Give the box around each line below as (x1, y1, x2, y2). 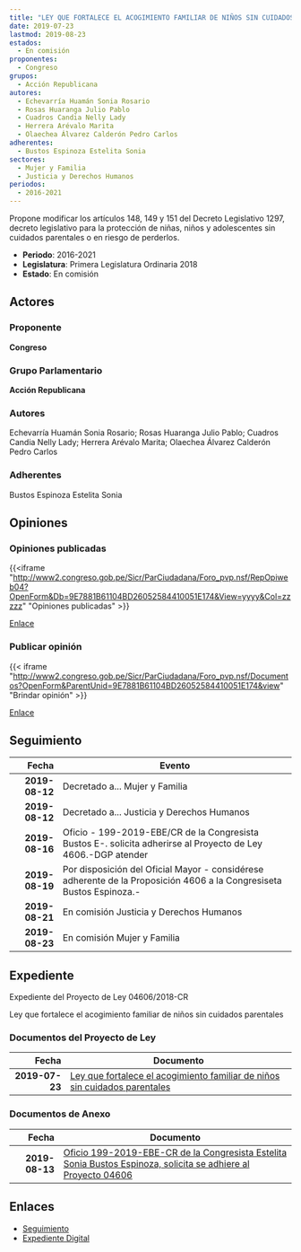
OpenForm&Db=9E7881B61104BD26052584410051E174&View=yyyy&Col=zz (9, 591, 291, 602)
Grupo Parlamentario (9, 364, 103, 377)
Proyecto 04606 (63, 1169, 133, 1181)
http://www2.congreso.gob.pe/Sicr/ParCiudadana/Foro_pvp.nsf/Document (13, 670, 289, 681)
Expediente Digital (21, 1232, 90, 1243)
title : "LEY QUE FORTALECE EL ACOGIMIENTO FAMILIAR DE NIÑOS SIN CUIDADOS (9, 13, 295, 22)
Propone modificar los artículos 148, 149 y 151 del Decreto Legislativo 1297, (9, 213, 285, 223)
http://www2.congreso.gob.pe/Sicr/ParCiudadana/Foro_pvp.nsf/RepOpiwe (13, 572, 288, 583)
